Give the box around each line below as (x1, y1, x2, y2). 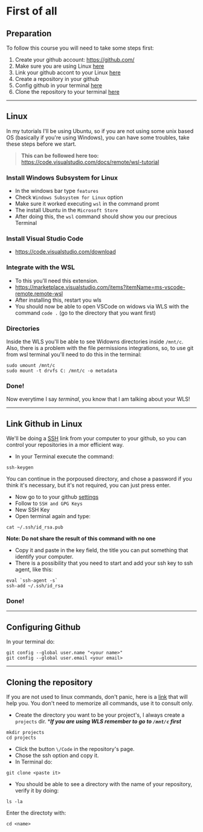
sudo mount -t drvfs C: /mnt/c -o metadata (6, 368, 118, 374)
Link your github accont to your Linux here (14, 69, 121, 76)
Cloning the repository (6, 677, 93, 687)
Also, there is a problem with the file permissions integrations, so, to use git (6, 345, 194, 351)
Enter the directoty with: (6, 809, 66, 817)
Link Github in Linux (6, 418, 83, 429)
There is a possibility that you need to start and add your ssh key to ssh (14, 559, 193, 567)
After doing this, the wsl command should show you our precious (14, 213, 177, 220)
